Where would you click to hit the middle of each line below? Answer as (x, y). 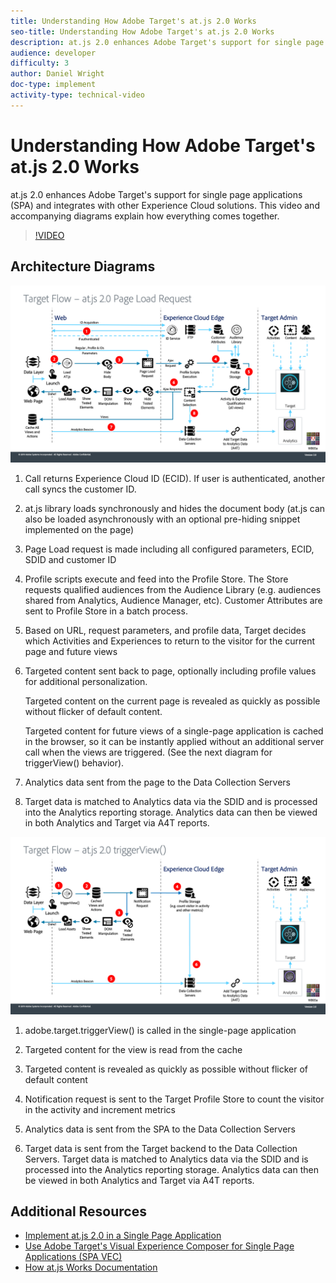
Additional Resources (78, 1211)
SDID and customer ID (70, 559)
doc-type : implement (53, 85)
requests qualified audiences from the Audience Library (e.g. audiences (173, 589)
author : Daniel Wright (57, 74)
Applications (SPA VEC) (73, 1257)
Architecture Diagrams (83, 266)
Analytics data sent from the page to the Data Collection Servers (158, 782)
